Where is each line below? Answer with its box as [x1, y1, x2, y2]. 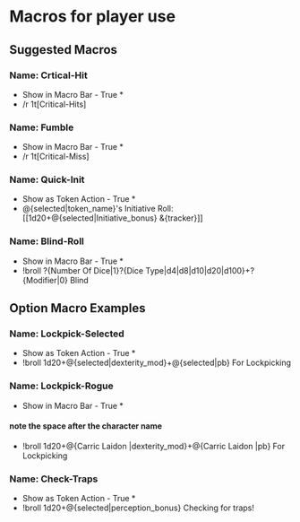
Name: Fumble [9, 121, 74, 134]
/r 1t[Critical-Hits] [21, 99, 87, 109]
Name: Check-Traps [9, 473, 99, 485]
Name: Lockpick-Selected [9, 327, 125, 340]
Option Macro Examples [9, 300, 146, 316]
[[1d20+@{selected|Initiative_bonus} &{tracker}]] [21, 213, 203, 223]
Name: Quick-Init [9, 173, 85, 186]
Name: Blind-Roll [9, 235, 85, 248]
